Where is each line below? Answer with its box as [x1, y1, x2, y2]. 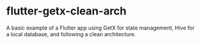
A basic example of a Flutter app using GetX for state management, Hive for [6, 24, 195, 31]
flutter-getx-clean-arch [6, 4, 127, 18]
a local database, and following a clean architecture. [6, 30, 136, 37]
